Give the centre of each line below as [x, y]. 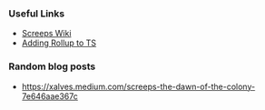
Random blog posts [52, 66]
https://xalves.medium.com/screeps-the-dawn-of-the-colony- [138, 86]
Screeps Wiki [46, 34]
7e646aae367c [50, 96]
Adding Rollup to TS [59, 43]
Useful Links [37, 14]
